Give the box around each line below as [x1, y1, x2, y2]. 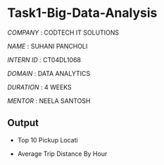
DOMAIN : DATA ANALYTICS [7, 69, 90, 78]
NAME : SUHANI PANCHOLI [7, 42, 88, 50]
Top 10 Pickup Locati [17, 135, 79, 144]
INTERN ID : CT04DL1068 [7, 55, 81, 64]
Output [7, 117, 39, 129]
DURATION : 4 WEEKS [7, 82, 72, 91]
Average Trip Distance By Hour [17, 149, 108, 158]
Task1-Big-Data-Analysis [7, 5, 158, 21]
